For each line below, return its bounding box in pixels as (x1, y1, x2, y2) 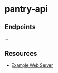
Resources (4, 49, 37, 58)
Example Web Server (11, 62, 53, 68)
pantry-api (4, 3, 48, 15)
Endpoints (4, 23, 36, 31)
